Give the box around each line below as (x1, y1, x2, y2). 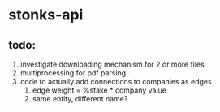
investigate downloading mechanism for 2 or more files (19, 59, 205, 69)
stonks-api (8, 6, 84, 24)
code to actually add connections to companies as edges (19, 77, 213, 86)
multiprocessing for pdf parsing (19, 68, 127, 78)
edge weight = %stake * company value (32, 85, 167, 95)
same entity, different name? (32, 94, 128, 103)
